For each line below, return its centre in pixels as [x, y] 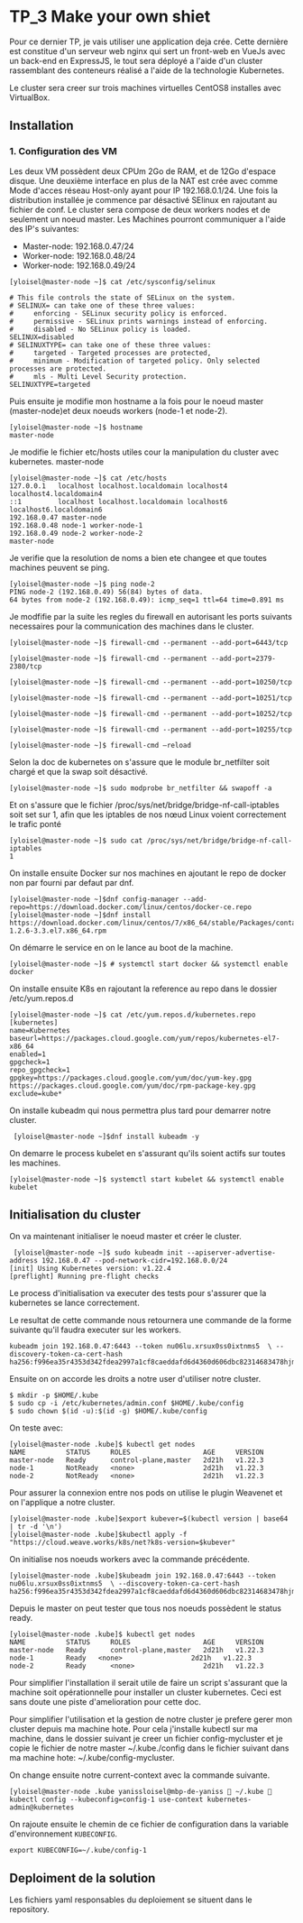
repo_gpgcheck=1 [40, 1070]
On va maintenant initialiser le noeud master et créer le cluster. [125, 1237]
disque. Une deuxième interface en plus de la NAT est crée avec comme [143, 180]
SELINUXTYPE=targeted [50, 384]
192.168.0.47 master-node [58, 517]
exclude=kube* [36, 1093]
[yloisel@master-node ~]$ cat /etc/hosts [88, 478]
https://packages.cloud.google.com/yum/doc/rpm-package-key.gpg [133, 1086]
